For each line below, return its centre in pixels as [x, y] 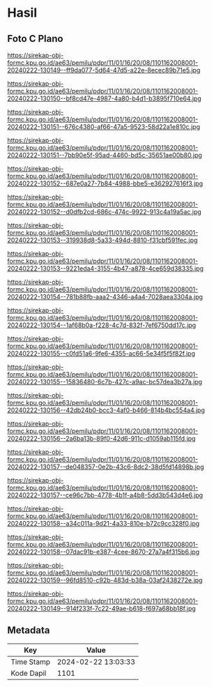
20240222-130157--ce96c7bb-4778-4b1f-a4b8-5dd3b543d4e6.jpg [105, 495]
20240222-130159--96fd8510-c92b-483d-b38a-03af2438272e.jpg [105, 580]
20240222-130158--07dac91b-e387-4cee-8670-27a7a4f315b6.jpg [104, 552]
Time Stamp [31, 662]
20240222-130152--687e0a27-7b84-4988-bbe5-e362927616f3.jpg [105, 183]
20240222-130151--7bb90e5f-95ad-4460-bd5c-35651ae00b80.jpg [105, 155]
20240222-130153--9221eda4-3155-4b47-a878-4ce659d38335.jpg [106, 269]
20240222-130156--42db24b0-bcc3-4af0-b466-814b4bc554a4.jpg [106, 410]
